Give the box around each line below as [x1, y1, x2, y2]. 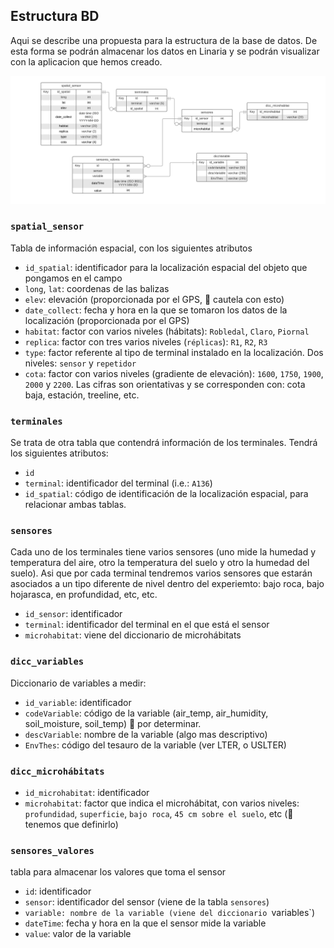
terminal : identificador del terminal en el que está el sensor [24, 619, 270, 631]
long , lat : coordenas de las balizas [24, 282, 170, 294]
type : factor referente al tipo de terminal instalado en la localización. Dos [24, 346, 324, 358]
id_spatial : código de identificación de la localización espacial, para [24, 488, 309, 500]
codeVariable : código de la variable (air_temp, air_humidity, [24, 707, 269, 719]
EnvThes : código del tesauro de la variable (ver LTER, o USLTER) [24, 739, 287, 751]
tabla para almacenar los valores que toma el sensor [10, 866, 227, 878]
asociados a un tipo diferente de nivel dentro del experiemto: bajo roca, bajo [10, 578, 325, 590]
